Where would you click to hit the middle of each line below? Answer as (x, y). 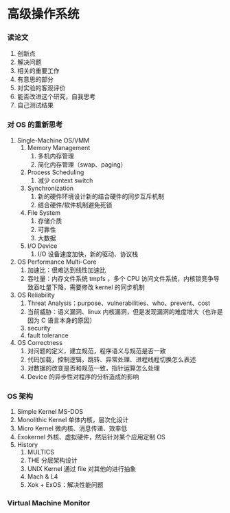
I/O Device (42, 246)
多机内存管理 (56, 156)
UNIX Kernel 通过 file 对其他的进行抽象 (82, 469)
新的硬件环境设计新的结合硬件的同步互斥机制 (101, 196)
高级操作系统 (44, 14)
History (27, 445)
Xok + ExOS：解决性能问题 (65, 485)
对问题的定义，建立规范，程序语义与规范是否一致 (96, 350)
